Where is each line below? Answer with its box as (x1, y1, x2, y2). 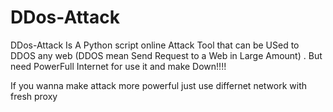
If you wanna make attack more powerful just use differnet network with (10, 79, 308, 91)
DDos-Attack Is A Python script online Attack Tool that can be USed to (10, 39, 300, 51)
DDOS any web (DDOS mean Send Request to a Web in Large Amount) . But (10, 49, 323, 61)
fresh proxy (10, 90, 58, 102)
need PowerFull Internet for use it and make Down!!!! (10, 60, 227, 72)
